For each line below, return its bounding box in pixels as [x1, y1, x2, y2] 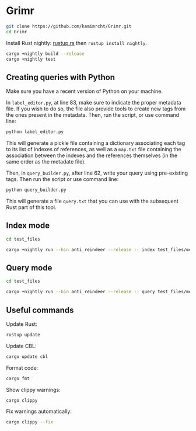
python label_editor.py [6, 129, 64, 135]
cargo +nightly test [6, 56, 57, 62]
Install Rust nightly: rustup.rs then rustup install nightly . [6, 39, 148, 46]
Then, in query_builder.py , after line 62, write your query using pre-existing [6, 169, 188, 176]
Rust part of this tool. [6, 204, 57, 211]
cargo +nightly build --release [6, 51, 85, 57]
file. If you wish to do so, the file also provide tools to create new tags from [6, 105, 186, 112]
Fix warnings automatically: [6, 408, 72, 415]
